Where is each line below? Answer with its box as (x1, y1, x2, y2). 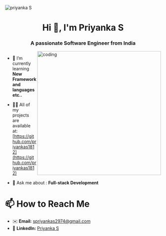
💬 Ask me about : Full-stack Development (12, 180, 99, 186)
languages (12, 87, 35, 93)
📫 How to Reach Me (5, 198, 90, 209)
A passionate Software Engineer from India (30, 40, 136, 47)
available (12, 123, 31, 129)
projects (12, 112, 30, 118)
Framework (12, 76, 37, 82)
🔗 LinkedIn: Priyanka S (12, 226, 59, 232)
